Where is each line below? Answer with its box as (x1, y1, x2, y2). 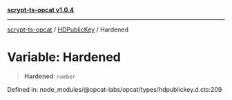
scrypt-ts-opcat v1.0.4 (7, 6, 75, 14)
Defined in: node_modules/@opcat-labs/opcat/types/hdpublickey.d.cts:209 (7, 85, 222, 93)
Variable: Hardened (7, 49, 121, 65)
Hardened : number (23, 72, 76, 80)
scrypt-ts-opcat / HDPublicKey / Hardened (7, 25, 129, 34)
